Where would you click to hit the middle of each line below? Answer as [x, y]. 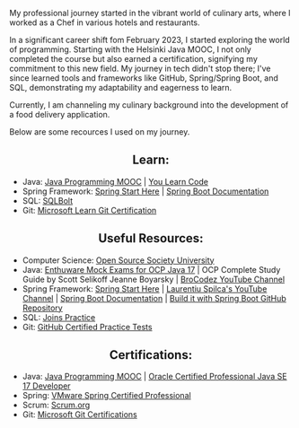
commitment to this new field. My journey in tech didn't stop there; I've [140, 68]
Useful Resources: [151, 238]
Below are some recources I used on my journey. [100, 132]
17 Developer [46, 386]
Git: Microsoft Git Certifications [79, 415]
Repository [42, 308]
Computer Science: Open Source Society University [118, 260]
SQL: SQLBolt [48, 200]
